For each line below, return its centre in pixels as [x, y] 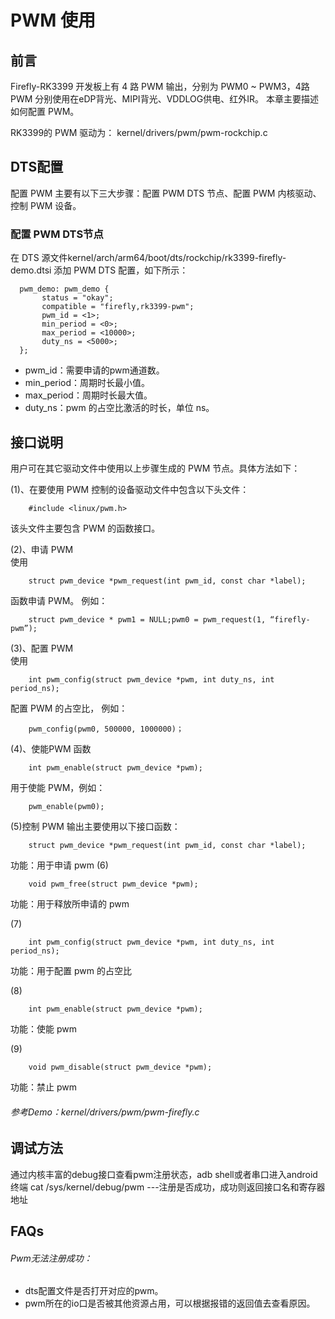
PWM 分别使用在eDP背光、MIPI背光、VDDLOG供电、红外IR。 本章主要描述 [164, 99]
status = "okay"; [77, 298]
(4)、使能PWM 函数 [51, 748]
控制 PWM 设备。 [46, 205]
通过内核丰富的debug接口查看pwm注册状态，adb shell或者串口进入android [164, 1174]
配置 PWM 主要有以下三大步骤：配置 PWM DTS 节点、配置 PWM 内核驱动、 [166, 193]
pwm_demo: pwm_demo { [64, 289]
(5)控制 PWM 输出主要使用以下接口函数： [95, 826]
